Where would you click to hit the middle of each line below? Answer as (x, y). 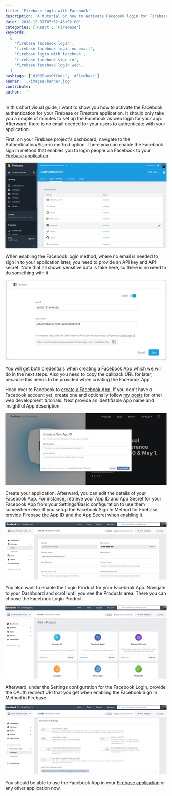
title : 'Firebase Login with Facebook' (48, 11)
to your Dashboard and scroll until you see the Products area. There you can (86, 593)
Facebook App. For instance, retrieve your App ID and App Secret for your (83, 498)
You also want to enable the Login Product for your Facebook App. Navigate (85, 587)
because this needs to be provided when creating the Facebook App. (78, 379)
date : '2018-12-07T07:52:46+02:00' (43, 22)
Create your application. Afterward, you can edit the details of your (76, 493)
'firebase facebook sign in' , (47, 60)
